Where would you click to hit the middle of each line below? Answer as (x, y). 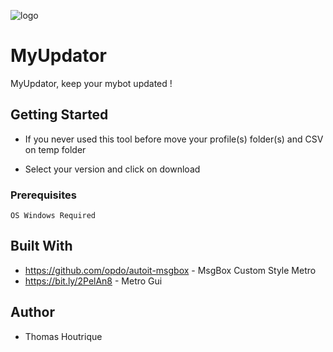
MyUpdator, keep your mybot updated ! (91, 83)
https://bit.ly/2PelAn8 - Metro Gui (93, 281)
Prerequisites (43, 195)
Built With (41, 246)
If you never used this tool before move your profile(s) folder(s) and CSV (174, 139)
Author (32, 312)
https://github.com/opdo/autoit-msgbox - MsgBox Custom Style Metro (170, 270)
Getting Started (59, 115)
